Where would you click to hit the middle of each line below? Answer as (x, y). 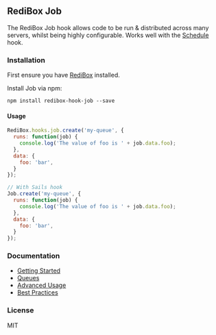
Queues (28, 278)
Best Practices (37, 293)
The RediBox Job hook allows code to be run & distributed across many (108, 27)
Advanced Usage (41, 285)
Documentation (34, 256)
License (21, 310)
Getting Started (38, 271)
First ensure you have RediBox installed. (63, 75)
